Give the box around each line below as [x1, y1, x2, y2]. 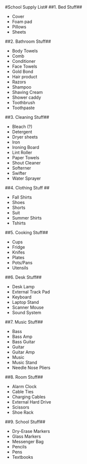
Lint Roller [12, 149, 32, 155]
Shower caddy [12, 94, 41, 100]
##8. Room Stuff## [5, 374, 43, 380]
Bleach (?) [12, 124, 33, 130]
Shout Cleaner [12, 160, 41, 166]
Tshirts [12, 220, 26, 226]
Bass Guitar [12, 339, 35, 345]
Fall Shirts [12, 194, 32, 200]
